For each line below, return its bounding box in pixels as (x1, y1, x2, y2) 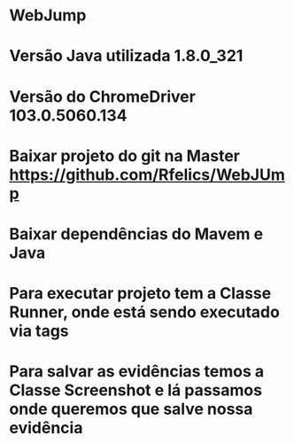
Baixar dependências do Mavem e (9, 223, 264, 244)
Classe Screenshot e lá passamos (9, 380, 263, 400)
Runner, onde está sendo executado (9, 302, 281, 323)
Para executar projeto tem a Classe (9, 284, 272, 304)
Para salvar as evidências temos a (9, 361, 265, 382)
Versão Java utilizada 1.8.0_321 (9, 46, 244, 66)
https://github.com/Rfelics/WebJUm (9, 165, 286, 184)
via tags (9, 321, 69, 341)
